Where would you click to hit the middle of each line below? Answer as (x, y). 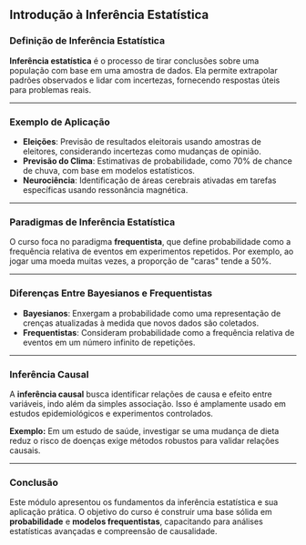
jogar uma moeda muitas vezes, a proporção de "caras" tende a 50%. (140, 261)
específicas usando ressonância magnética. (105, 189)
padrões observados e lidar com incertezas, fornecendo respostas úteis (145, 80)
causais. (25, 450)
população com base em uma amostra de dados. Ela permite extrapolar (143, 70)
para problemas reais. (51, 89)
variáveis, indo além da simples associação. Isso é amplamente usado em (148, 403)
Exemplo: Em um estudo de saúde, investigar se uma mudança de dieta (144, 430)
